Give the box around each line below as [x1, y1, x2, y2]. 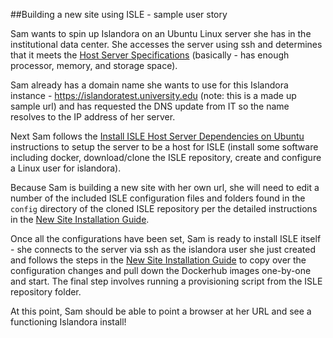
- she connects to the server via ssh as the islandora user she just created [10, 244, 317, 255]
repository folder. [10, 286, 82, 298]
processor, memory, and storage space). [10, 60, 178, 71]
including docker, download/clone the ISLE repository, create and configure [10, 152, 322, 163]
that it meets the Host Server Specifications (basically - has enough [10, 49, 290, 61]
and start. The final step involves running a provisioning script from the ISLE [10, 275, 323, 287]
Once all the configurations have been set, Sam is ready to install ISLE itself [10, 233, 322, 244]
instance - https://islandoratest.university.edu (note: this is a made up [10, 90, 297, 101]
